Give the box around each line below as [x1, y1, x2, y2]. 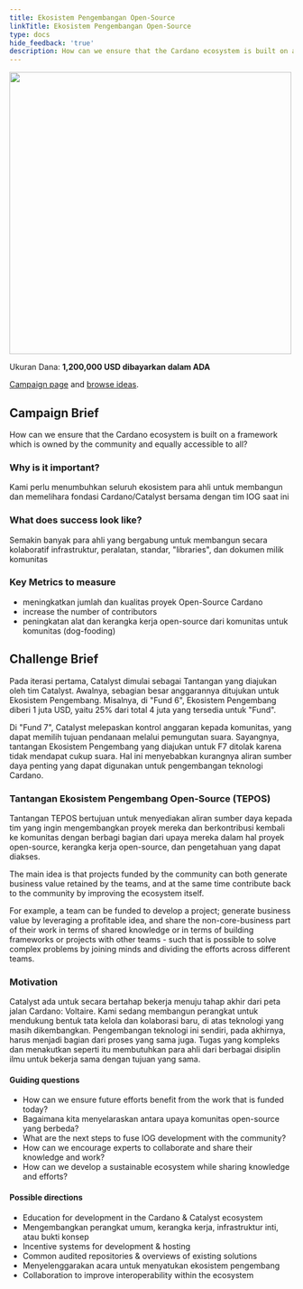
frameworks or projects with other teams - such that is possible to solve [9, 933, 277, 944]
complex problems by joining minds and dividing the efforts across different [9, 943, 290, 954]
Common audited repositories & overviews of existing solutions [22, 1250, 258, 1261]
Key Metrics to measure [9, 576, 116, 589]
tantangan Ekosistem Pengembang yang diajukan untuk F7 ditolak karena [9, 741, 282, 752]
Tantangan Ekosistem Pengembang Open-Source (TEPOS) [9, 792, 271, 804]
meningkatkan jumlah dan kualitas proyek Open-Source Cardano [22, 597, 263, 607]
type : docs [9, 30, 50, 39]
